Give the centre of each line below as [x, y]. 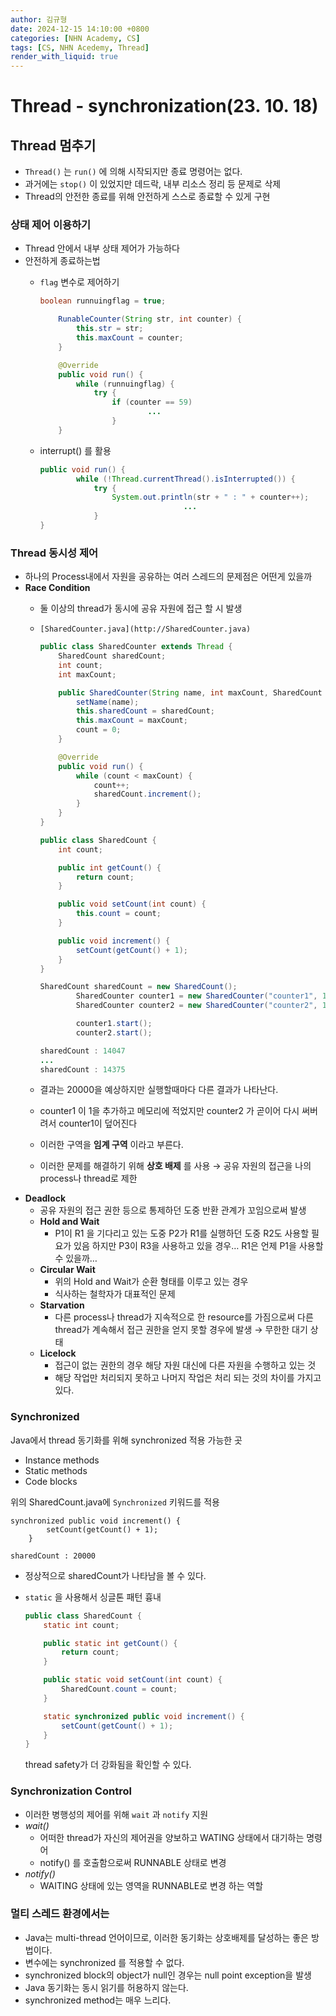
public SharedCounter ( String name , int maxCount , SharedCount [190, 692]
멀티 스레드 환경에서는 [60, 1914]
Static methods [56, 1470]
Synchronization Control [71, 1791]
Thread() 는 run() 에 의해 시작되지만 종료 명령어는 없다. [133, 172]
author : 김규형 [39, 19]
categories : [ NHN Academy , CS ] [75, 38]
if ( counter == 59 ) [152, 402]
